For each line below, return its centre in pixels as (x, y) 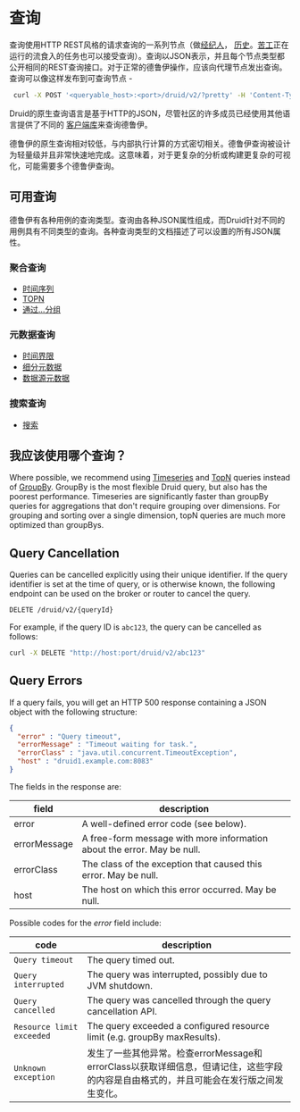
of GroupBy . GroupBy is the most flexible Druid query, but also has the (138, 487)
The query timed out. (131, 959)
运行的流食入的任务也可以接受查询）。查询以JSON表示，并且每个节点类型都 (147, 55)
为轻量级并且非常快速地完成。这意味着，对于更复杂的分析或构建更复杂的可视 (150, 155)
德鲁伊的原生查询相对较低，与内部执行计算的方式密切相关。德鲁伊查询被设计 (150, 143)
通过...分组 (41, 309)
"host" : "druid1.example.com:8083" (85, 761)
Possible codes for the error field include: (86, 923)
